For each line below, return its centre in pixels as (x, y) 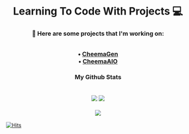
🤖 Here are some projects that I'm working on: (98, 34)
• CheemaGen (98, 54)
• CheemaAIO (98, 61)
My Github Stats (98, 77)
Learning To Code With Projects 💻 (98, 11)
